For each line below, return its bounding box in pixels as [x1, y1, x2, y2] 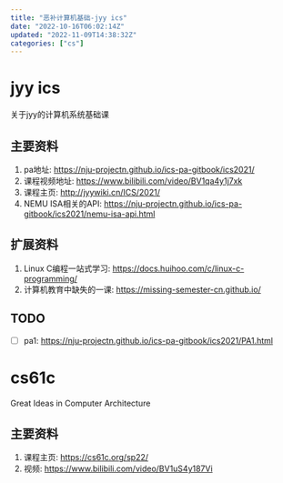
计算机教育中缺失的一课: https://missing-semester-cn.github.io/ [23, 284, 262, 295]
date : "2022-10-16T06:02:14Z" [10, 22, 126, 31]
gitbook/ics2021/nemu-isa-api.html [23, 208, 156, 219]
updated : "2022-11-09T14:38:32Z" [10, 30, 137, 39]
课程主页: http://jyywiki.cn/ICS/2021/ [23, 187, 160, 197]
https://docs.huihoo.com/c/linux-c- [112, 263, 245, 274]
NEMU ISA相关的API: [23, 198, 103, 209]
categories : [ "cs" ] [10, 38, 85, 48]
